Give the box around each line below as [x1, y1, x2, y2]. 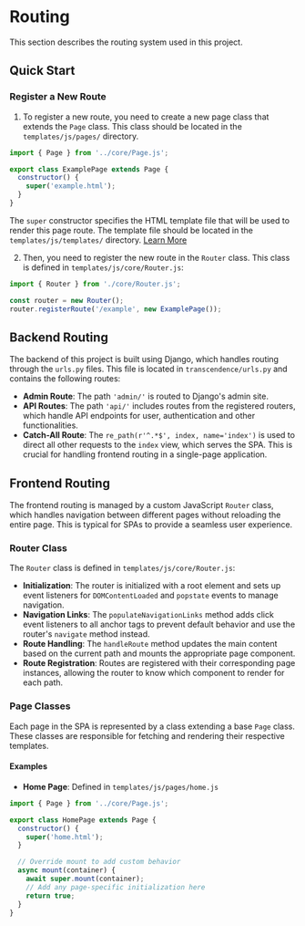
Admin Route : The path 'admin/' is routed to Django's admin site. [22, 390, 269, 402]
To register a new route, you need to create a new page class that [22, 111, 269, 122]
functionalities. [22, 420, 79, 431]
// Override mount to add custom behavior [17, 858, 181, 867]
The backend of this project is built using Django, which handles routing [9, 354, 280, 365]
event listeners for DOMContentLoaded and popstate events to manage [22, 590, 280, 601]
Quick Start [9, 63, 76, 78]
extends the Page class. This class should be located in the [22, 120, 243, 131]
